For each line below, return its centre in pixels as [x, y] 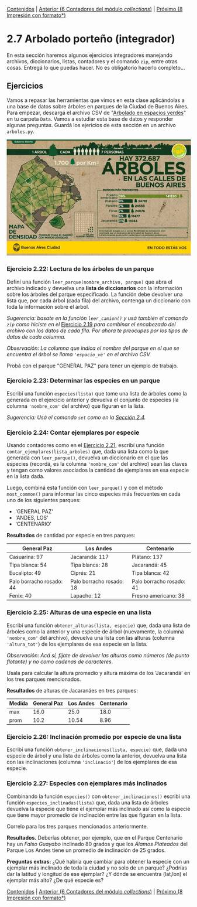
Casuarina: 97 [26, 557]
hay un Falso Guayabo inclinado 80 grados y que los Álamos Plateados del [97, 844]
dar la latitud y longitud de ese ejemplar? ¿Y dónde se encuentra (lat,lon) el [97, 874]
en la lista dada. [26, 476]
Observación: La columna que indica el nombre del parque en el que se [93, 348]
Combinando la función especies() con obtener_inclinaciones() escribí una [98, 796]
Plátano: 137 [147, 557]
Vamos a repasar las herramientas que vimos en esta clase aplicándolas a [96, 100]
